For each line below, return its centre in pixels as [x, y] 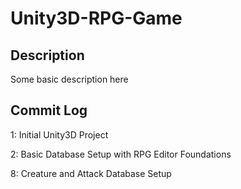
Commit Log [49, 110]
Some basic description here [69, 79]
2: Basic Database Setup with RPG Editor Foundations [121, 154]
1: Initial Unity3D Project [59, 134]
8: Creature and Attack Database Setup [91, 173]
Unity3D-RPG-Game [96, 18]
